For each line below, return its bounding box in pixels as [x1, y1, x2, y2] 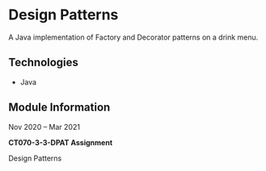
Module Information [8, 101, 111, 115]
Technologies [8, 56, 79, 69]
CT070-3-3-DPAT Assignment [8, 137, 113, 147]
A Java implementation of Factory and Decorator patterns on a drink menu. [8, 32, 259, 42]
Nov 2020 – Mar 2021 [8, 122, 81, 131]
